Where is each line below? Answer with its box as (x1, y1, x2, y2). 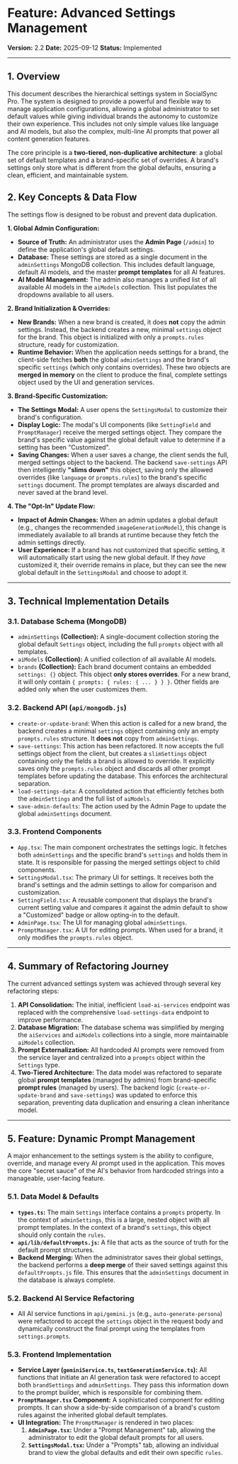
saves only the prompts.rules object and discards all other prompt (17, 764, 211, 772)
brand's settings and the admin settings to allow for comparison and (17, 880, 217, 889)
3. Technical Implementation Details (7, 595, 170, 607)
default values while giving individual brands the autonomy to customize (7, 112, 218, 120)
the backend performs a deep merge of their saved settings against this (17, 1260, 228, 1269)
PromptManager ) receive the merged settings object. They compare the (17, 428, 222, 436)
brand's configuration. (17, 413, 83, 421)
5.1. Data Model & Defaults (7, 1191, 99, 1201)
